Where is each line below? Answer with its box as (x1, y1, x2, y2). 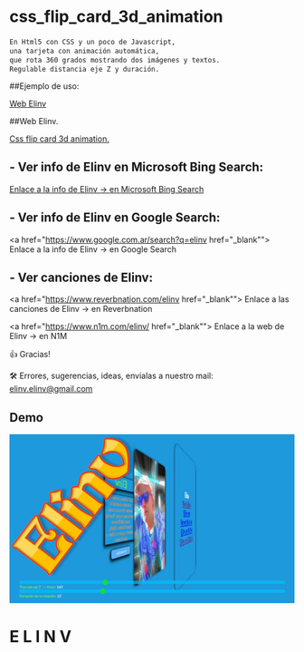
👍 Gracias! (9, 349, 52, 360)
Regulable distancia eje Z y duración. (9, 64, 160, 73)
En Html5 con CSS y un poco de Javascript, (9, 37, 176, 46)
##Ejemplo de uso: (9, 80, 80, 92)
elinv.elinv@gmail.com (9, 384, 93, 394)
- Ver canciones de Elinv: (9, 269, 154, 285)
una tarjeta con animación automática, (9, 46, 160, 55)
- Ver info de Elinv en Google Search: (9, 210, 221, 226)
